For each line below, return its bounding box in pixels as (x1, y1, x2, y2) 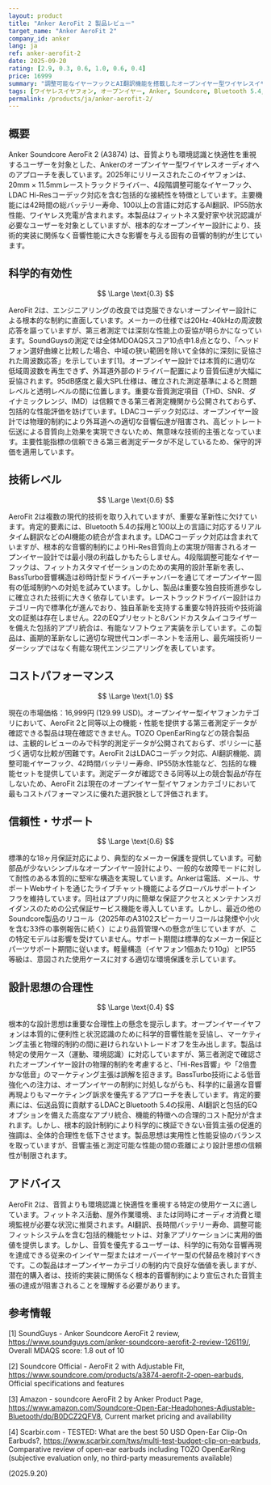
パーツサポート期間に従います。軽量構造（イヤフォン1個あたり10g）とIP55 (8, 944, 256, 954)
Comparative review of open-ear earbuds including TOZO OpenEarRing (8, 1444, 246, 1453)
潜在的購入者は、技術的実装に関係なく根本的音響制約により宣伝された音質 (8, 1270, 256, 1279)
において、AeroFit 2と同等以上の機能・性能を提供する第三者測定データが (15, 718, 257, 728)
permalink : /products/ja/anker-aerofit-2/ (8, 95, 153, 103)
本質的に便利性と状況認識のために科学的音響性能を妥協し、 (29, 1029, 227, 1039)
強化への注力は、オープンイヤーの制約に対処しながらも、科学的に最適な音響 (8, 1080, 262, 1089)
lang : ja (8, 42, 38, 50)
